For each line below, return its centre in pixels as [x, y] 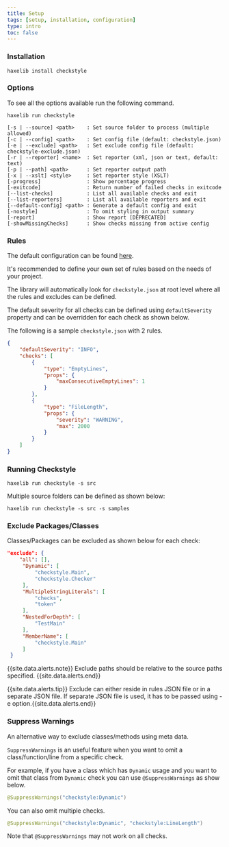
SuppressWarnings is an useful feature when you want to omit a [95, 750]
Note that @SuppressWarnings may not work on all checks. [87, 836]
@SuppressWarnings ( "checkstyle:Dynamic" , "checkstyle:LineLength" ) [105, 823]
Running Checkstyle [42, 469]
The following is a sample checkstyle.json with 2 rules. [85, 331]
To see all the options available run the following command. [91, 103]
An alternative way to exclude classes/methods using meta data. [98, 736]
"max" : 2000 [73, 426]
